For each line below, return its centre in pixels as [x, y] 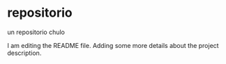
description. [24, 53]
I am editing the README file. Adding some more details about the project [113, 45]
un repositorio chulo [36, 32]
